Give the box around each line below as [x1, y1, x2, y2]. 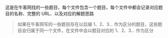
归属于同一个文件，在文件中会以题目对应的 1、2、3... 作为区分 [26, 27, 154, 33]
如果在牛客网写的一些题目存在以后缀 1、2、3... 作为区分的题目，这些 [17, 21, 158, 27]
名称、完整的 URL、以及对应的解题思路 [13, 10, 94, 16]
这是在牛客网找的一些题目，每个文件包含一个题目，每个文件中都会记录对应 [5, 4, 158, 10]
